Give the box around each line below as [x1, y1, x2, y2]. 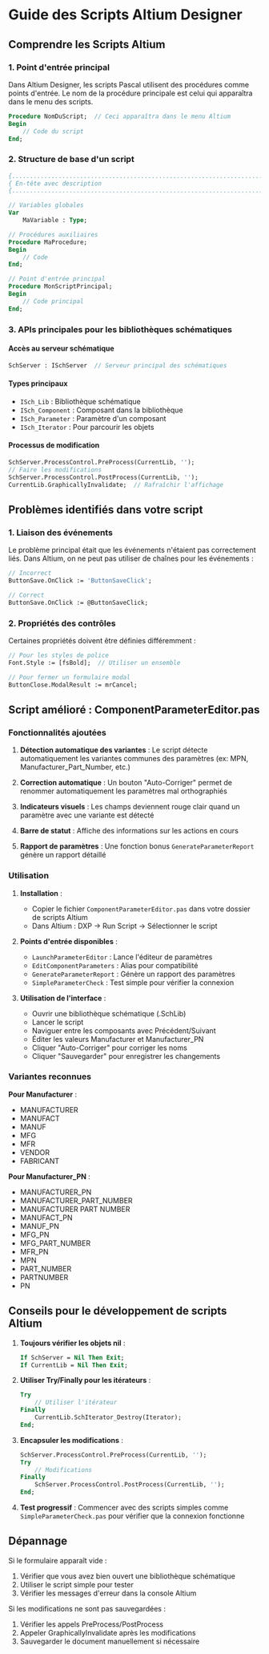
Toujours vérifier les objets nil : [19, 1338, 126, 1348]
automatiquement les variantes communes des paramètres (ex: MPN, [19, 754, 249, 764]
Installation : [19, 888, 62, 898]
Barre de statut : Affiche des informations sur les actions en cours [19, 826, 239, 836]
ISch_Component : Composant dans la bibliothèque [19, 405, 183, 415]
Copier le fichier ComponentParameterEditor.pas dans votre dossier [31, 904, 251, 914]
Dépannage [8, 1534, 68, 1548]
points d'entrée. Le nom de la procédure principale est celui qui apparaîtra [8, 88, 253, 98]
